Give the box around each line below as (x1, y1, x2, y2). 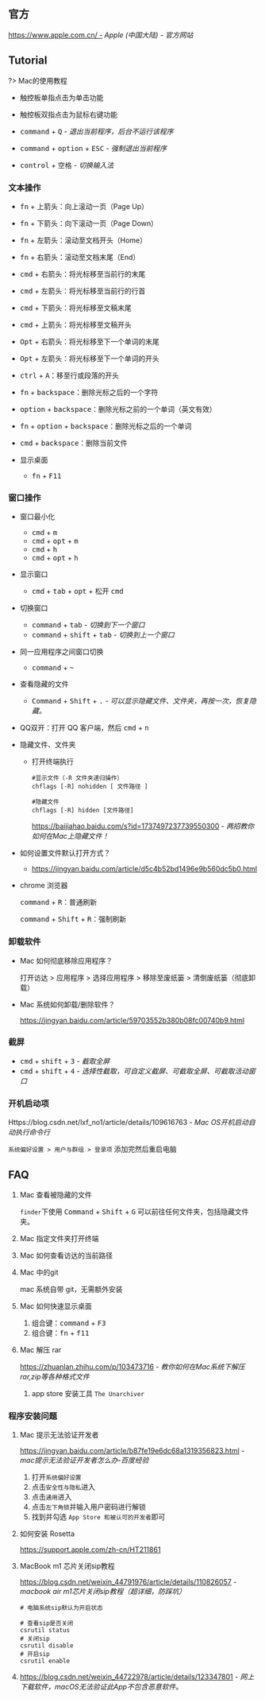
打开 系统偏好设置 (31, 1472, 82, 1482)
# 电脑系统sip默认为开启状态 (19, 1604, 103, 1612)
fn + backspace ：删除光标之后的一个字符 (19, 387, 159, 397)
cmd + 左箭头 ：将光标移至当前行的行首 (19, 285, 146, 296)
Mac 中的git (19, 1267, 59, 1277)
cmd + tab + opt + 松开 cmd (31, 587, 125, 596)
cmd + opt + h (31, 553, 79, 563)
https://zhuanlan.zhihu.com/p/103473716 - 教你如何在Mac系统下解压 (19, 1362, 246, 1371)
